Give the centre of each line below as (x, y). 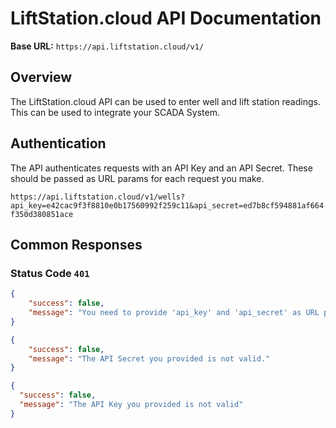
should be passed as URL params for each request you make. (137, 178)
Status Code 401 (50, 273)
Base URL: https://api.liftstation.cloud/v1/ (107, 46)
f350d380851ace (42, 214)
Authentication (58, 143)
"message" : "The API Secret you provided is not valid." (149, 358)
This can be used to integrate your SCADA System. (115, 112)
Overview (41, 77)
